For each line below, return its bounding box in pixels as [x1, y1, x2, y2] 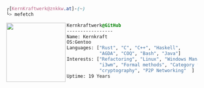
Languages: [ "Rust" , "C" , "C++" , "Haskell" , [66, 45, 181, 51]
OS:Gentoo [66, 39, 92, 46]
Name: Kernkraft [66, 33, 108, 39]
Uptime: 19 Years [66, 73, 110, 79]
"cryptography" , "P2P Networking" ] [99, 67, 195, 73]
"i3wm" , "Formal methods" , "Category [99, 61, 195, 68]
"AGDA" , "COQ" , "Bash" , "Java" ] [99, 50, 181, 57]
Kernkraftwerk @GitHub [66, 22, 121, 29]
